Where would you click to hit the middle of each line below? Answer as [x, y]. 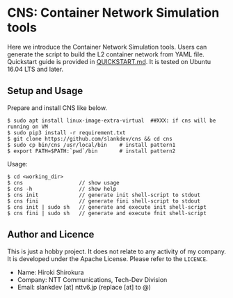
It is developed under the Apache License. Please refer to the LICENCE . [107, 258]
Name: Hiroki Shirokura [51, 272]
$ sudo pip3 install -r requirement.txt [67, 133]
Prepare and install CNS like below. [57, 108]
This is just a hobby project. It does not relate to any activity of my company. [116, 251]
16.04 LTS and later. [35, 69]
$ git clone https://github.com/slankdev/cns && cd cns [90, 139]
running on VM [28, 127]
